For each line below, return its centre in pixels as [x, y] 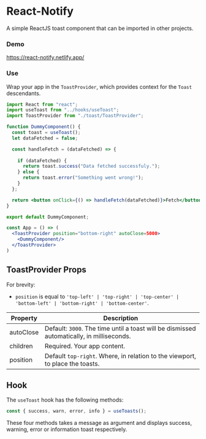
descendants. [24, 93]
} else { [29, 172]
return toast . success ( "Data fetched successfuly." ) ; [91, 167]
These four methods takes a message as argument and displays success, [99, 423]
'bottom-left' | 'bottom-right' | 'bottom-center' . [82, 303]
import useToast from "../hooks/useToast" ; [63, 110]
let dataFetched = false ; [45, 138]
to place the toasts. [72, 364]
